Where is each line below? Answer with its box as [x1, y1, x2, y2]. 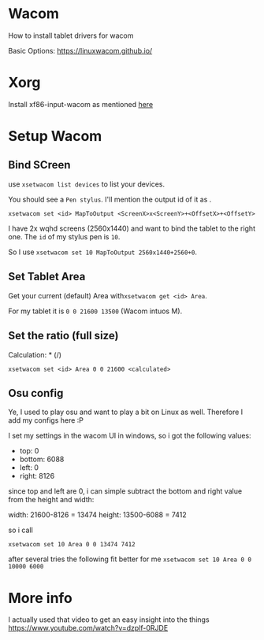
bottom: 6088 [19, 454, 65, 464]
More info [8, 589, 73, 607]
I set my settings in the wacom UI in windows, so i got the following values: [8, 431, 251, 441]
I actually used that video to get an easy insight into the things [8, 615, 210, 624]
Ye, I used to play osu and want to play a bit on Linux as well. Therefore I [8, 407, 244, 417]
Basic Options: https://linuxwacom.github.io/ [8, 46, 153, 55]
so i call [8, 525, 33, 535]
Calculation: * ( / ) [8, 350, 61, 359]
